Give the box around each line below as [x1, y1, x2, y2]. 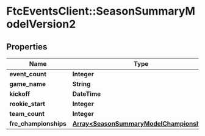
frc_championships [9, 120, 67, 127]
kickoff [9, 90, 31, 98]
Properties [6, 41, 48, 52]
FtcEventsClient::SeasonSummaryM [6, 4, 195, 18]
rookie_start [9, 99, 46, 108]
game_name [9, 80, 46, 88]
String [72, 80, 91, 88]
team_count [9, 110, 45, 118]
